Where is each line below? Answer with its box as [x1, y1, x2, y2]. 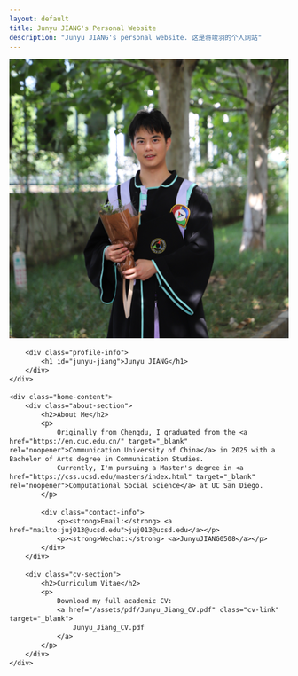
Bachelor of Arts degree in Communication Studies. [9, 455, 204, 464]
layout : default [9, 14, 69, 23]
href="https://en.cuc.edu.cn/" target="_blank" [9, 437, 189, 446]
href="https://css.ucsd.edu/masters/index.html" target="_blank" [9, 473, 255, 482]
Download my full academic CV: [56, 597, 173, 606]
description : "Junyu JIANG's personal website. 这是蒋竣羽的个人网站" [9, 33, 263, 42]
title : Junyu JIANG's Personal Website [9, 23, 157, 33]
